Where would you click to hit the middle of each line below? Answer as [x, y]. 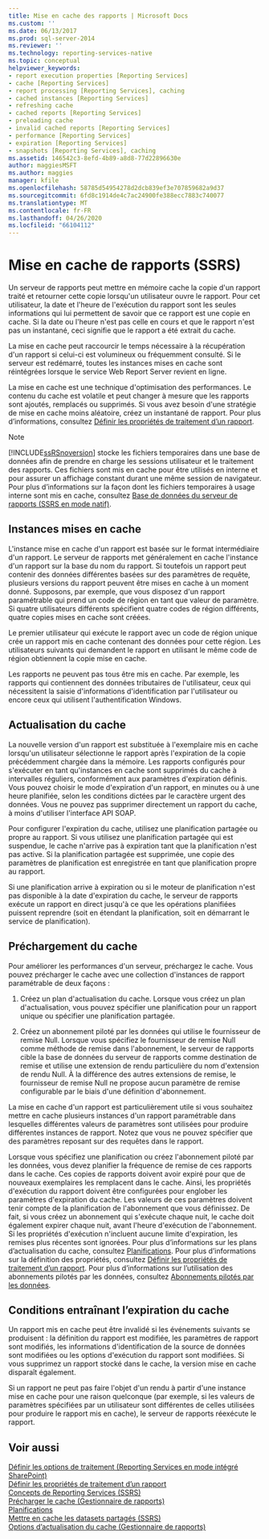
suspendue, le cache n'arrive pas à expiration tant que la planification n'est [132, 846]
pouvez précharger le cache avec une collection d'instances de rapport [126, 974]
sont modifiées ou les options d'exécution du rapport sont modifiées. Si [126, 1355]
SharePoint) [28, 1475]
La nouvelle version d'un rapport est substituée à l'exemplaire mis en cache [133, 744]
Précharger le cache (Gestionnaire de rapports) [87, 1501]
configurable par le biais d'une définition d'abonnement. [113, 1091]
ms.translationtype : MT [48, 203]
